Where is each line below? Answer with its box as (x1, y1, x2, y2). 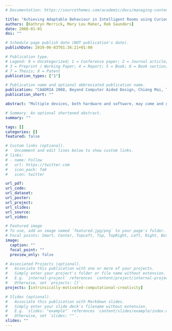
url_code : (5, 186, 27, 191)
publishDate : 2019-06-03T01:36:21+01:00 (5, 45, 93, 50)
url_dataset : (5, 190, 33, 196)
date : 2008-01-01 (5, 26, 42, 31)
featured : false (5, 134, 40, 139)
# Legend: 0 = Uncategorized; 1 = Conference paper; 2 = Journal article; (5, 59, 168, 64)
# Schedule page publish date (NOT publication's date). (5, 40, 130, 46)
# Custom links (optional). (5, 143, 66, 148)
